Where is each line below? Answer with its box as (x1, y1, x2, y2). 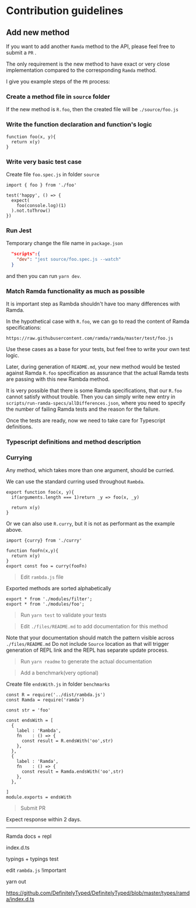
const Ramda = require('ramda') (6, 697, 85, 703)
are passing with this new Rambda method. (6, 376, 110, 383)
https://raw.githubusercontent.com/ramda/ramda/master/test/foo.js (6, 335, 174, 342)
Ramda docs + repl (6, 833, 52, 840)
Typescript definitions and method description (6, 438, 141, 446)
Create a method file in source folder (6, 92, 110, 101)
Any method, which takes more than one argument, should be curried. (6, 467, 175, 474)
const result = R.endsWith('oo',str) (21, 738, 114, 744)
